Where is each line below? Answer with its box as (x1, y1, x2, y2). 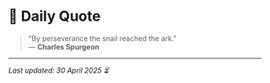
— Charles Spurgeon (27, 41, 100, 51)
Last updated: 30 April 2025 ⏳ (8, 65, 109, 75)
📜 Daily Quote (8, 7, 101, 26)
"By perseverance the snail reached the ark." (27, 34, 177, 43)
